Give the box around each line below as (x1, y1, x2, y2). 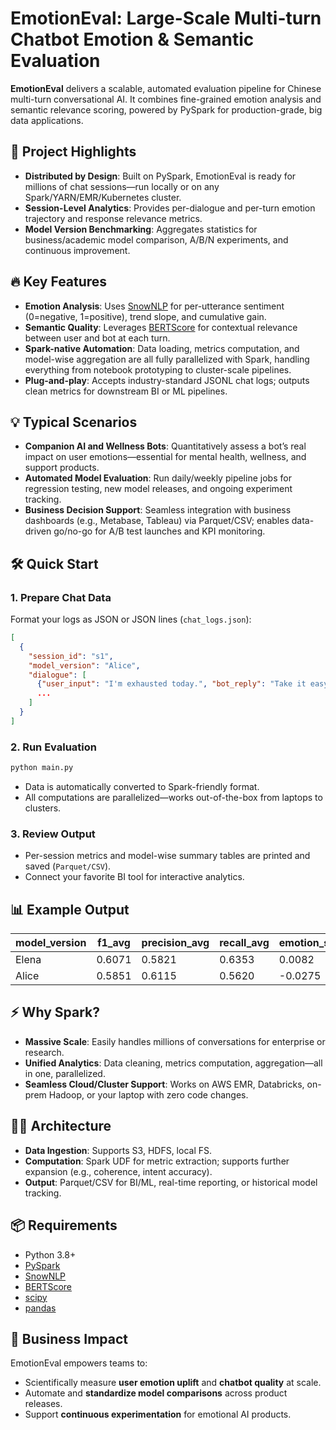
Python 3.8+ (24, 1248, 77, 1261)
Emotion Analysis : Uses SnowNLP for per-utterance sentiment (24, 300, 285, 312)
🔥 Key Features (10, 273, 108, 291)
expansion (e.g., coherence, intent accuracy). (24, 1165, 213, 1177)
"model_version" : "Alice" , (28, 660, 141, 671)
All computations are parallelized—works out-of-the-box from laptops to (24, 791, 323, 803)
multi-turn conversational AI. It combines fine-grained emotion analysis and (10, 93, 322, 105)
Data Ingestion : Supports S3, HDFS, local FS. (24, 1144, 213, 1156)
